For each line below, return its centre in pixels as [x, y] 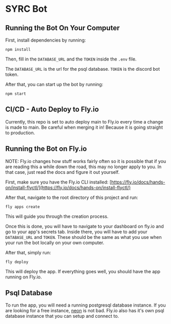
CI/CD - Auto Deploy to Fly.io [52, 109]
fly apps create [23, 207]
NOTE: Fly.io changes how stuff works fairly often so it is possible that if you [86, 161]
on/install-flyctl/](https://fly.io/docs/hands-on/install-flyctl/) [68, 187]
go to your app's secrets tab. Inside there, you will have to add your [76, 232]
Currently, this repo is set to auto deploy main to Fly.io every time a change [84, 121]
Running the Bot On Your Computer [62, 28]
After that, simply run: [28, 252]
